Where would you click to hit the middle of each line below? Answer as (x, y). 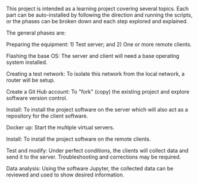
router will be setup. (31, 80)
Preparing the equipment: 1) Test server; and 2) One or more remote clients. (99, 44)
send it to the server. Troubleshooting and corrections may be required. (94, 157)
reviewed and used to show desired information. (65, 175)
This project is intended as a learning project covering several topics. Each (98, 9)
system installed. (27, 62)
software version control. (37, 98)
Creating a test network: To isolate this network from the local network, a (95, 74)
